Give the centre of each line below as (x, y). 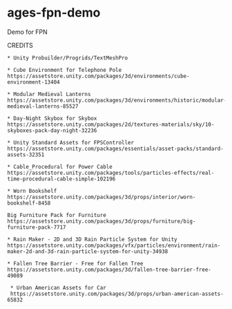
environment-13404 (33, 82)
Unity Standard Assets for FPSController (74, 142)
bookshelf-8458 (29, 203)
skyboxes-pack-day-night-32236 (52, 130)
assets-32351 (26, 154)
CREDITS (20, 45)
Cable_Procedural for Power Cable (63, 167)
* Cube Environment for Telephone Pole (65, 70)
